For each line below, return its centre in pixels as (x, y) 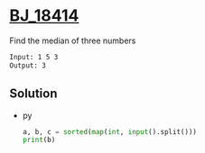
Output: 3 (28, 65)
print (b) (39, 140)
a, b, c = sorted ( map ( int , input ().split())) (109, 131)
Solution (33, 94)
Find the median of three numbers (73, 40)
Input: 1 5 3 (34, 57)
